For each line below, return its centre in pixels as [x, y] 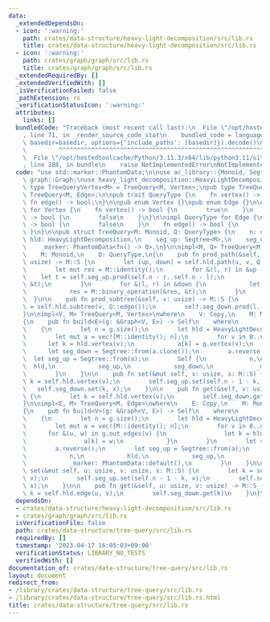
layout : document [37, 575]
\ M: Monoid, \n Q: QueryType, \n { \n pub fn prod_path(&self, [142, 254]
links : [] [39, 120]
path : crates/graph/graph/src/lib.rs [86, 61]
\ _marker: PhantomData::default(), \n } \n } [136, 463]
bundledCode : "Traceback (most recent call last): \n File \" [122, 128]
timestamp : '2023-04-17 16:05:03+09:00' [84, 546]
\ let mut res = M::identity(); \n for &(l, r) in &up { [143, 270]
